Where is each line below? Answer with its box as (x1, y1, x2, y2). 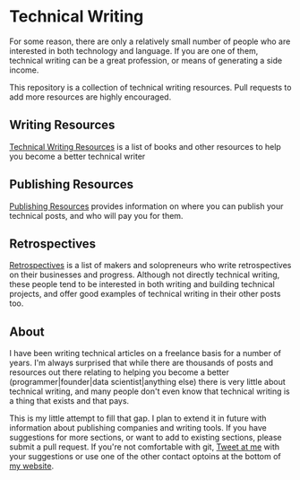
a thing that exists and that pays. (9, 396, 130, 406)
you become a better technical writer (9, 151, 146, 161)
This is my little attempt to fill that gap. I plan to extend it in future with (9, 413, 267, 423)
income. (9, 65, 39, 75)
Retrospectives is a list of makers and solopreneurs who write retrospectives (9, 260, 292, 271)
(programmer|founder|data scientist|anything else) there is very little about (9, 377, 287, 388)
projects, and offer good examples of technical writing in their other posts (9, 289, 281, 300)
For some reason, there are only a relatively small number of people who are (9, 36, 291, 47)
